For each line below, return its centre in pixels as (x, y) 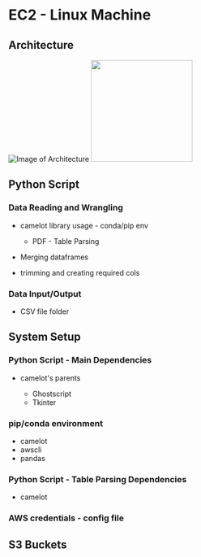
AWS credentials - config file (66, 518)
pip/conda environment (56, 423)
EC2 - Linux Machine (80, 15)
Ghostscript (51, 394)
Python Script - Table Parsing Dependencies (98, 479)
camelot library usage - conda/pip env (84, 225)
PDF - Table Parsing (66, 241)
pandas (33, 458)
